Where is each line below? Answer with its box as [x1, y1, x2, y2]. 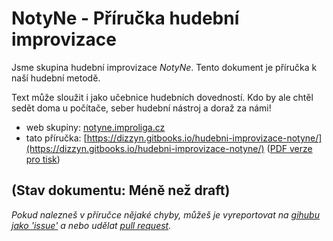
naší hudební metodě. [11, 72, 101, 84]
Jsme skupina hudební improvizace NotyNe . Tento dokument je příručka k [11, 61, 318, 73]
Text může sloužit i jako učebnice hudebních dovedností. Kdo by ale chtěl [11, 91, 314, 103]
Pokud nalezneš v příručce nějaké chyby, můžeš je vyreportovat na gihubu [11, 208, 320, 221]
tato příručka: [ [25, 132, 88, 144]
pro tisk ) [25, 153, 61, 165]
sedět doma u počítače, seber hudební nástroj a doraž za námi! [11, 102, 272, 114]
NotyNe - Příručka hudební [11, 7, 240, 30]
